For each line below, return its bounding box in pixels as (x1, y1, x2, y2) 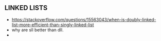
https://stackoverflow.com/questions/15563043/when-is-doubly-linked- (11, 16, 156, 22)
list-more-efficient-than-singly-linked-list (11, 22, 94, 27)
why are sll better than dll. (11, 27, 64, 33)
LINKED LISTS (4, 4, 48, 12)
